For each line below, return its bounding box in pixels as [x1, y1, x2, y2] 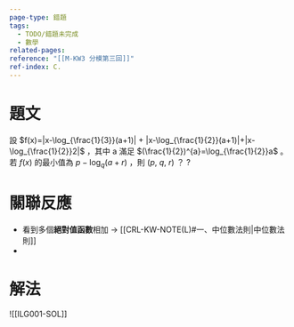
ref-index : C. [9, 63, 62, 72]
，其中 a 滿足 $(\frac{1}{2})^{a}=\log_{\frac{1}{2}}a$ [86, 146, 279, 156]
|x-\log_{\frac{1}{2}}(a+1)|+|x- [145, 134, 256, 145]
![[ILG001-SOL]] [9, 308, 68, 320]
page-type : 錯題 [9, 12, 67, 22]
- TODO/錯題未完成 [17, 29, 78, 38]
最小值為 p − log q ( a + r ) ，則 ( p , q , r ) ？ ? [41, 156, 192, 170]
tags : [9, 21, 29, 30]
